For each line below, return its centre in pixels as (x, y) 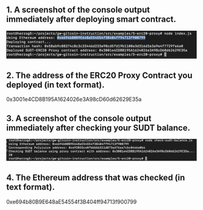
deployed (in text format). (55, 85)
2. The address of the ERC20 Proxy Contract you (99, 76)
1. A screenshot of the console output (78, 10)
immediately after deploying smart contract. (91, 20)
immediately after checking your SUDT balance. (98, 128)
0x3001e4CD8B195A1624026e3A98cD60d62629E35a (74, 100)
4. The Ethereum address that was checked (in (96, 178)
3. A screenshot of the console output (79, 118)
